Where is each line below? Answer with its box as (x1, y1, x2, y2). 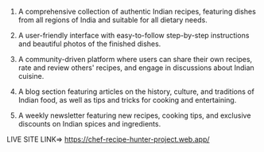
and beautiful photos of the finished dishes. (17, 39, 161, 49)
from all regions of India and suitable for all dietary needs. (17, 15, 208, 25)
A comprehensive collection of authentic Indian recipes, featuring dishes (17, 7, 257, 16)
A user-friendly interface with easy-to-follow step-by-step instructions (17, 31, 250, 40)
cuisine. (17, 72, 45, 80)
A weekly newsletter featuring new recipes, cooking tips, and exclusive (17, 111, 251, 120)
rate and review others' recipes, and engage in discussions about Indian (17, 63, 254, 72)
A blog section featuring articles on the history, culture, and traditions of (17, 87, 254, 96)
